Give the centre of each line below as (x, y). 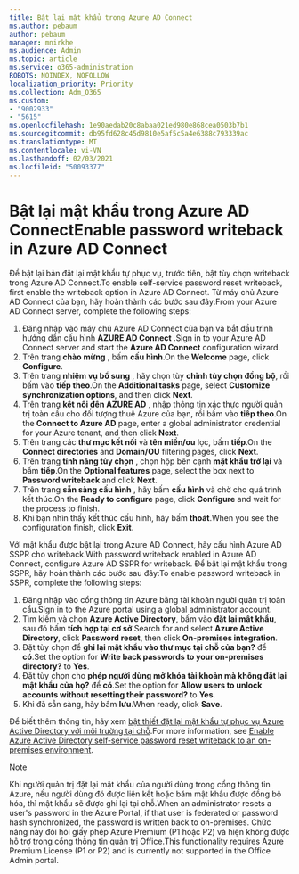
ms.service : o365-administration (71, 68)
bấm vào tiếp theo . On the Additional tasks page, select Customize (146, 385)
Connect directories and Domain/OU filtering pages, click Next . (140, 452)
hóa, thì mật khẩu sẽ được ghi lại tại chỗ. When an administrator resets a (141, 804)
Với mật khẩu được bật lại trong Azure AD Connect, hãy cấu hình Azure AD (145, 545)
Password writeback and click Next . (89, 480)
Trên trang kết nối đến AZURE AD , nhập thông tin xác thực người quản (152, 404)
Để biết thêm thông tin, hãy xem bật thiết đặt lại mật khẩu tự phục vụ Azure (147, 721)
